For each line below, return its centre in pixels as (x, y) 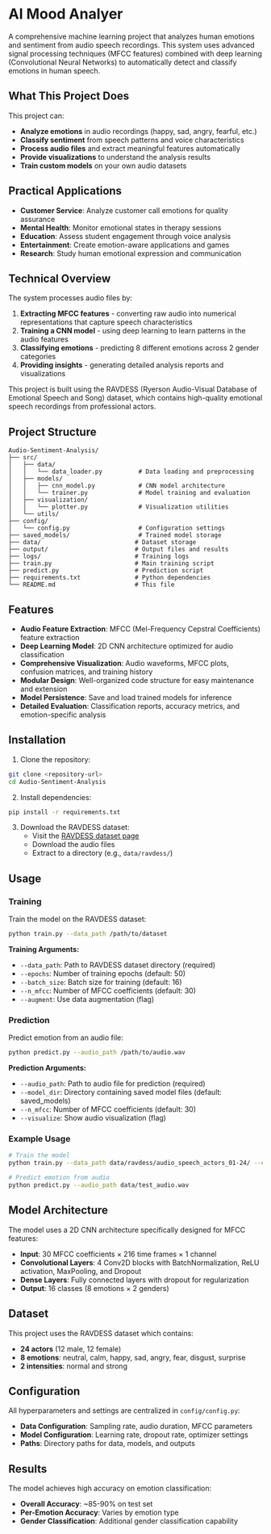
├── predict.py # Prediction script (106, 571)
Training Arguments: (44, 949)
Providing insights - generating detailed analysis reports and (122, 365)
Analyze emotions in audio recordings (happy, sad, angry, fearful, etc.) (138, 131)
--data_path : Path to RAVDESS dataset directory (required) (118, 965)
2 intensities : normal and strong (73, 1366)
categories (38, 357)
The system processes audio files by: (71, 298)
